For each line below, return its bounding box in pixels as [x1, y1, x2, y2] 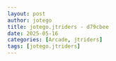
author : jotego [7, 17, 52, 24]
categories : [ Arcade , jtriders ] [7, 36, 103, 43]
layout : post [7, 10, 46, 18]
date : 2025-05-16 [7, 29, 59, 37]
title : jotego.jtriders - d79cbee [7, 23, 110, 30]
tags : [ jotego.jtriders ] [7, 43, 81, 50]
